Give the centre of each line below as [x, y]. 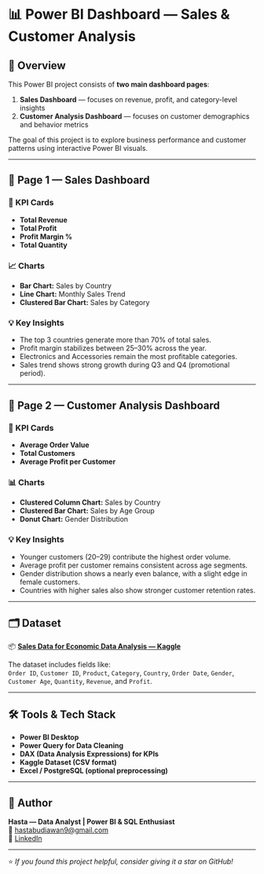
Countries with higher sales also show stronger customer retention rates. [137, 590]
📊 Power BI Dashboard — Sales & [119, 15]
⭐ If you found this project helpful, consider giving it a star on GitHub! [121, 861]
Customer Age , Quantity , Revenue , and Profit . [80, 681]
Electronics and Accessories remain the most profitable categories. [128, 357]
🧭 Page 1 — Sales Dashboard [79, 180]
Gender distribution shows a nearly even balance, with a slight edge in [133, 573]
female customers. [49, 582]
